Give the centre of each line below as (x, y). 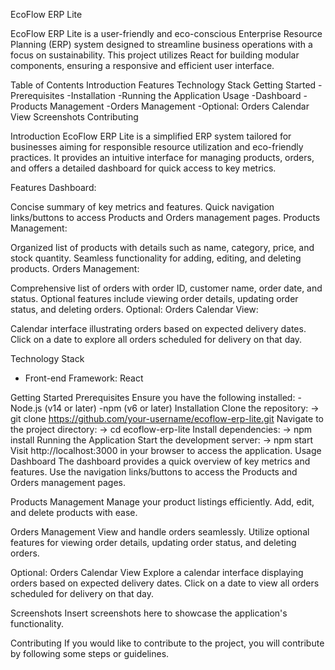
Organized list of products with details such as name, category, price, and (162, 247)
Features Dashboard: (53, 187)
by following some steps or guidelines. (90, 653)
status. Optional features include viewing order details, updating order (154, 298)
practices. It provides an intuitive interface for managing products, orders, (162, 157)
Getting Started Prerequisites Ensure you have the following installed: (153, 397)
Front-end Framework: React (84, 378)
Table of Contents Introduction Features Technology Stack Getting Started (163, 85)
